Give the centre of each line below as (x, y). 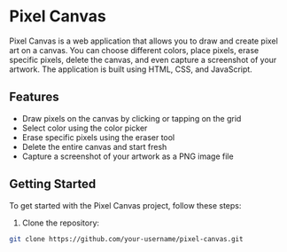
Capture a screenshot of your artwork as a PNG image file (128, 156)
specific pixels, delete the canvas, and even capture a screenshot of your (143, 59)
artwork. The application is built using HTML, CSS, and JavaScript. (131, 69)
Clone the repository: (61, 223)
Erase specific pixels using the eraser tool (98, 137)
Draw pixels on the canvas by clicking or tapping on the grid (132, 118)
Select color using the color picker (85, 128)
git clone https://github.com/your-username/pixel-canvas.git (126, 239)
